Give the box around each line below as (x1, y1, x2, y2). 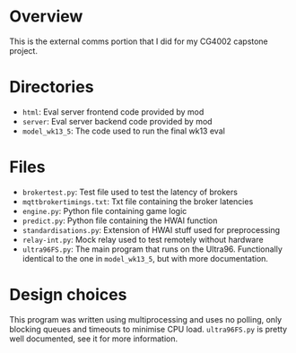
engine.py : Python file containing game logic (22, 205, 187, 216)
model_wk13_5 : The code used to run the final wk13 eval (22, 125, 226, 136)
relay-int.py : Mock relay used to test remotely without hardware (22, 234, 264, 245)
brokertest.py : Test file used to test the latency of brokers (22, 186, 238, 197)
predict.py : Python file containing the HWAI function (22, 215, 218, 226)
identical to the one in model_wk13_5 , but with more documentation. (22, 253, 269, 263)
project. (9, 45, 39, 56)
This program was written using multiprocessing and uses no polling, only (9, 314, 283, 324)
